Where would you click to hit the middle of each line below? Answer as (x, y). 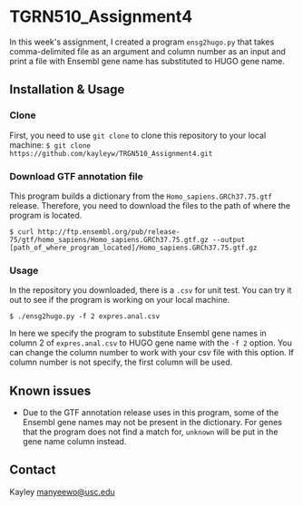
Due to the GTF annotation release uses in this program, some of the (151, 413)
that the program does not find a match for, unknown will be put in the (150, 432)
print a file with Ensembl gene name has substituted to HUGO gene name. (147, 61)
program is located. (46, 215)
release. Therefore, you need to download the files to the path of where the (150, 205)
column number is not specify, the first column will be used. (121, 362)
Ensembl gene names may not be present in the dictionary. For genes (152, 423)
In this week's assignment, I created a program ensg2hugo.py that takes (142, 42)
